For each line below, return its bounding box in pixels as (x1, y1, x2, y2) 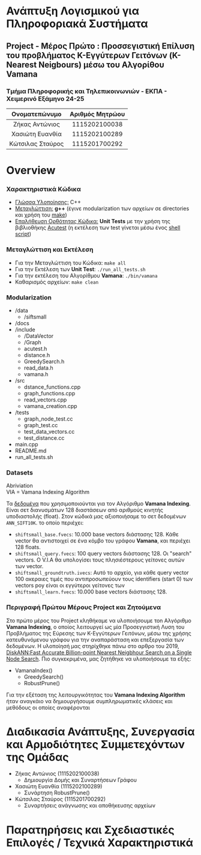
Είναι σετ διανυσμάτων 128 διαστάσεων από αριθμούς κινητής (6, 506, 164, 514)
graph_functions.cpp (23, 389, 76, 397)
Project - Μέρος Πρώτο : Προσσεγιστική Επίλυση (6, 41, 195, 51)
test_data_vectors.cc (23, 428, 75, 435)
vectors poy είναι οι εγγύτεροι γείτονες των (14, 582, 125, 589)
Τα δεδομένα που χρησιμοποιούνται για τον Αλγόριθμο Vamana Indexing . (6, 500, 191, 508)
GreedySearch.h (23, 358, 65, 365)
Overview (6, 164, 56, 178)
